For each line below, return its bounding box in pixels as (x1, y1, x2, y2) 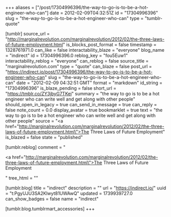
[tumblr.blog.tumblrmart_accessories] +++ (5, 206, 95, 212)
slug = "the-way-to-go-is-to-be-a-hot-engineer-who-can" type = (5, 15, 144, 21)
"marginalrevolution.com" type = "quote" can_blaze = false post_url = (5, 64, 152, 69)
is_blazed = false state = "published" (5, 134, 83, 140)
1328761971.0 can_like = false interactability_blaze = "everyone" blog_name (5, 47, 165, 53)
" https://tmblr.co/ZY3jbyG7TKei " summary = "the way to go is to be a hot (5, 91, 160, 96)
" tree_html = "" (5, 175, 38, 181)
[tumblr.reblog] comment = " (5, 144, 66, 150)
